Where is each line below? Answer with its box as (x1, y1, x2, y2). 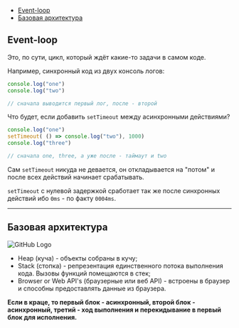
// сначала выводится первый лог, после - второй (7, 99, 158, 107)
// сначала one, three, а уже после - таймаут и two (7, 153, 167, 160)
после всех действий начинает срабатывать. (7, 173, 144, 181)
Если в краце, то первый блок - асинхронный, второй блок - (7, 297, 196, 306)
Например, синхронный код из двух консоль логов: (7, 67, 165, 75)
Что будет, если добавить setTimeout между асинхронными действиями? (7, 113, 230, 121)
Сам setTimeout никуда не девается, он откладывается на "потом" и (7, 165, 216, 173)
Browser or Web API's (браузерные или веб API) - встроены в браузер (17, 276, 230, 285)
